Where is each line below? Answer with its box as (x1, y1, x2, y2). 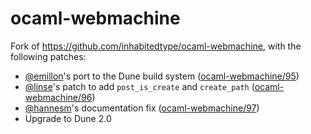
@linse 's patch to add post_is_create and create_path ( (24, 80, 255, 92)
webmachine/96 (24, 91, 93, 103)
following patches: (10, 50, 87, 62)
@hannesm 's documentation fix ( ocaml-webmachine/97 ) (24, 102, 260, 114)
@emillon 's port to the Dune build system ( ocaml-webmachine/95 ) (24, 70, 300, 82)
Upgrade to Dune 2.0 (24, 112, 112, 124)
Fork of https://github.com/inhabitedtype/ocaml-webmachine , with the (10, 40, 302, 52)
